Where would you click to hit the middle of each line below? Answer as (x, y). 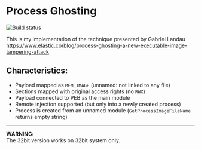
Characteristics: (37, 71)
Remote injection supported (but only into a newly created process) (98, 104)
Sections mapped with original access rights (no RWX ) (80, 91)
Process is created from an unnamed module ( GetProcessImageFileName (103, 110)
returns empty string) (41, 117)
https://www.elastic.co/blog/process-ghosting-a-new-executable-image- (97, 45)
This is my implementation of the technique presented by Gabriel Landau (96, 39)
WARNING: (20, 134)
